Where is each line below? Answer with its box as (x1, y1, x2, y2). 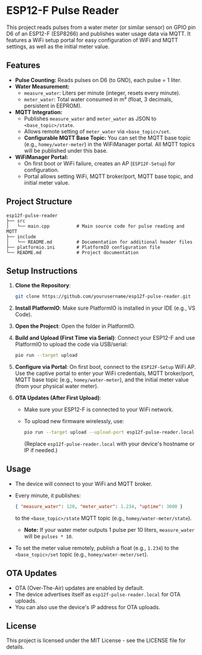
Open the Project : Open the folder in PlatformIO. (14, 322, 136, 330)
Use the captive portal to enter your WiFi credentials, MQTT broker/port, (14, 369, 195, 377)
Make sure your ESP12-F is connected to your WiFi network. (24, 406, 174, 414)
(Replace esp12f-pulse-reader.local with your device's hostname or (24, 440, 195, 447)
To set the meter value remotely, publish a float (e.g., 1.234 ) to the (14, 544, 179, 551)
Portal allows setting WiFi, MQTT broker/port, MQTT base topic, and (24, 173, 194, 180)
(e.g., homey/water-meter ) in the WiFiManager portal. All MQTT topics (24, 140, 195, 148)
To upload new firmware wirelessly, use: (24, 418, 125, 425)
